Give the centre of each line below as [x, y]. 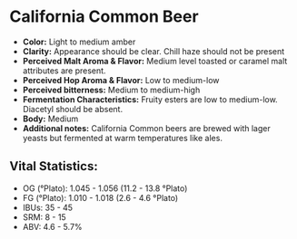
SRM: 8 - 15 [44, 217]
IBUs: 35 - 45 [48, 207]
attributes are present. [64, 71]
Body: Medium [50, 119]
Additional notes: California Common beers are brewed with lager [146, 128]
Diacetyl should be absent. [73, 109]
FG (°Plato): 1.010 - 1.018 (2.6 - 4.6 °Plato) [100, 197]
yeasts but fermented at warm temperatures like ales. [122, 138]
